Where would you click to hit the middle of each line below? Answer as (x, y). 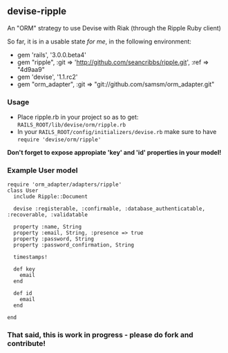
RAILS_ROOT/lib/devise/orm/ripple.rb (72, 125)
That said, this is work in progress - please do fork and (100, 335)
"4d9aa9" (31, 69)
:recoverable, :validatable (48, 215)
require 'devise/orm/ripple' (59, 140)
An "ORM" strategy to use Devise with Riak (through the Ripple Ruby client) (114, 28)
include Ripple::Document (51, 197)
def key (25, 269)
